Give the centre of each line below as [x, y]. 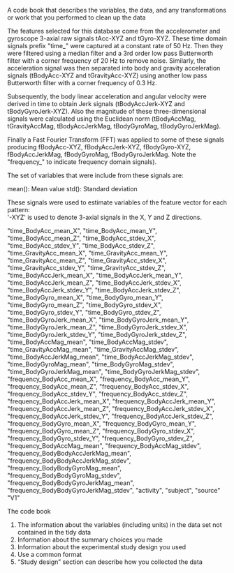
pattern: [19, 210]
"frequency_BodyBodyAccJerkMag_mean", [69, 453]
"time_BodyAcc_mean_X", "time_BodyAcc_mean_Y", [82, 231]
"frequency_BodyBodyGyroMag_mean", [65, 468]
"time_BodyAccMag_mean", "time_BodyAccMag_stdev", [88, 342]
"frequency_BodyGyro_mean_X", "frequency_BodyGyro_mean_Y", [102, 424]
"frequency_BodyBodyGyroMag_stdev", [64, 475]
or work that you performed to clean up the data [76, 17]
